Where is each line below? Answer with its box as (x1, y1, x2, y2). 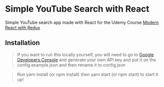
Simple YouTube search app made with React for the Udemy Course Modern (5, 19, 159, 25)
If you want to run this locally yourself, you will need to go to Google (17, 52, 154, 57)
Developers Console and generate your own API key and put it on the (17, 57, 156, 63)
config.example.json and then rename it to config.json (17, 62, 126, 68)
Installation (5, 39, 40, 47)
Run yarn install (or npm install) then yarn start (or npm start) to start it (17, 71, 159, 77)
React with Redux (5, 24, 41, 30)
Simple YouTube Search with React (5, 3, 150, 15)
